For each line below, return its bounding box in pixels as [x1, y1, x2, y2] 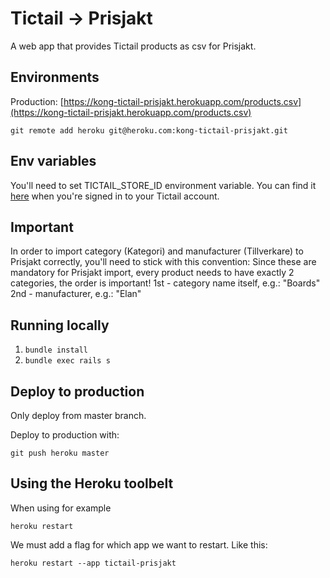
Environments [10, 69, 100, 86]
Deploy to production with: [10, 429, 120, 441]
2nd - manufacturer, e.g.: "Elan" [10, 288, 142, 300]
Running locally [10, 317, 110, 334]
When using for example [10, 502, 112, 514]
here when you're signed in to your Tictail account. [10, 190, 220, 202]
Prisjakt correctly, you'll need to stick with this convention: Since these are [10, 256, 317, 268]
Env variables [10, 153, 97, 170]
